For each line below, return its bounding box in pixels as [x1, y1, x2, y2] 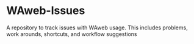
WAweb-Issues [6, 4, 85, 18]
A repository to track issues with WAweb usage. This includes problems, [6, 24, 188, 31]
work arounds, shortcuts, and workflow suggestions [6, 30, 137, 37]
